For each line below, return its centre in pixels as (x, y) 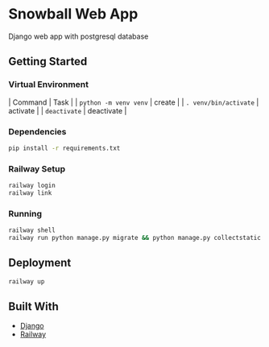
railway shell (32, 230)
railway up (27, 281)
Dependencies (37, 131)
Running (25, 213)
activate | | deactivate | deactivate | (68, 110)
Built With (33, 306)
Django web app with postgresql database (79, 36)
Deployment (40, 263)
